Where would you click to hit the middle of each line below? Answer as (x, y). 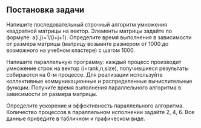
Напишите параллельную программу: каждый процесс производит (94, 62)
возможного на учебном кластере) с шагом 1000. (71, 50)
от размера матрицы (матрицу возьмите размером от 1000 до (87, 43)
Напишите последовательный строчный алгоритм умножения (87, 24)
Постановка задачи (45, 10)
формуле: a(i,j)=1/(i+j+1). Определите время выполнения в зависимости (99, 37)
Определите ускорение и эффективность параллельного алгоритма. (95, 106)
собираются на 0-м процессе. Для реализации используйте (85, 74)
